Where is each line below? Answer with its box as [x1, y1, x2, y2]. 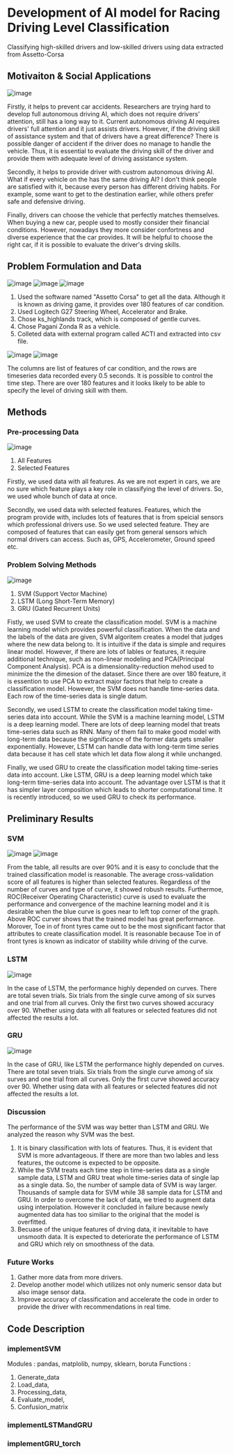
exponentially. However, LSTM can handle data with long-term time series [7, 742, 219, 750]
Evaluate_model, [17, 1395, 65, 1404]
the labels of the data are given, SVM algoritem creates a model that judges [7, 632, 224, 641]
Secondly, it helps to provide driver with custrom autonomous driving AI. [7, 167, 214, 176]
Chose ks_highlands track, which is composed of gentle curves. [17, 315, 201, 323]
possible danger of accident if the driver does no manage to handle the [7, 139, 211, 148]
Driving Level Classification [7, 20, 170, 36]
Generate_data [17, 1374, 60, 1382]
